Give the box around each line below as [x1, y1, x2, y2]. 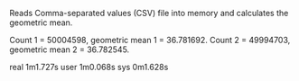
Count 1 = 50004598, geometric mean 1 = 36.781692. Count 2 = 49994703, [9, 35, 291, 45]
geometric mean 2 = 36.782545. [9, 44, 130, 55]
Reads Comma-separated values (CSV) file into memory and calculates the [9, 8, 289, 18]
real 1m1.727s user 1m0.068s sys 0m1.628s [9, 62, 169, 72]
